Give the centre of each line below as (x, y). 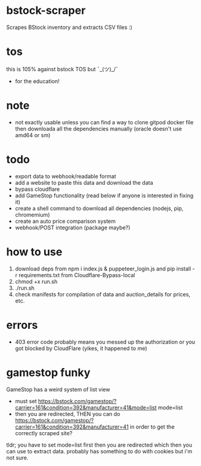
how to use (34, 252)
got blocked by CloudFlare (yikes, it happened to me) (81, 348)
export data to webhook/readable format (65, 176)
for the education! (37, 81)
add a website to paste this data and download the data (84, 182)
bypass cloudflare (37, 189)
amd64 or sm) (33, 135)
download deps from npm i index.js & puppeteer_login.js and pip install (103, 269)
